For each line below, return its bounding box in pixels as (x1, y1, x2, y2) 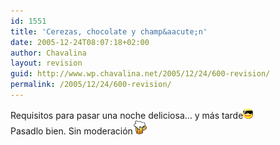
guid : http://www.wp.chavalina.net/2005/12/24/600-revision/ (10, 69, 271, 79)
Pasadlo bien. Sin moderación (10, 125, 133, 137)
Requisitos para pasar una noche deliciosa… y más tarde (10, 109, 244, 121)
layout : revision (10, 58, 83, 69)
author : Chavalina (10, 48, 87, 58)
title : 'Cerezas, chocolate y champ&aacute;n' (10, 26, 208, 37)
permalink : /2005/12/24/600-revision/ (10, 80, 172, 90)
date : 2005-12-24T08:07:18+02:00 (10, 37, 150, 47)
